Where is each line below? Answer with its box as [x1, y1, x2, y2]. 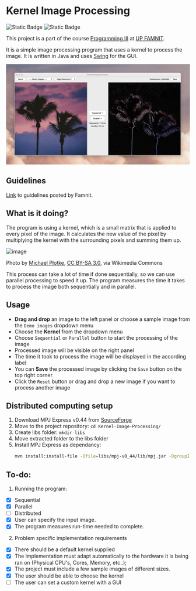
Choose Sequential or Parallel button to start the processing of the [14, 334, 178, 341]
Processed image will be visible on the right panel [14, 347, 134, 354]
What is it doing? [6, 209, 69, 218]
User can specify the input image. [14, 517, 96, 524]
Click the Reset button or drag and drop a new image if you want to [14, 378, 176, 385]
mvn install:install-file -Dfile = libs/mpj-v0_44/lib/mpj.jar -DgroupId [14, 453, 192, 459]
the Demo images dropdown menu [14, 322, 94, 329]
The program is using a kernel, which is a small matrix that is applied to [6, 224, 177, 231]
